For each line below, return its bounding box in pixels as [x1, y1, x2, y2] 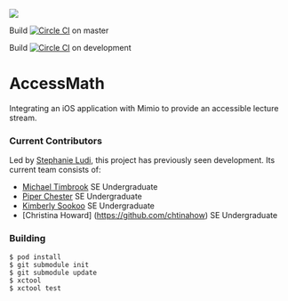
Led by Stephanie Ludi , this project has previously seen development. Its [9, 155, 276, 166]
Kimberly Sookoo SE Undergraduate [21, 200, 156, 211]
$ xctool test [9, 283, 62, 293]
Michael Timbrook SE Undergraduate [21, 182, 158, 192]
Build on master [9, 25, 109, 36]
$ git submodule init [9, 260, 90, 269]
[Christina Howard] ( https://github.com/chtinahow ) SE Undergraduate [21, 210, 278, 221]
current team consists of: [9, 165, 101, 175]
